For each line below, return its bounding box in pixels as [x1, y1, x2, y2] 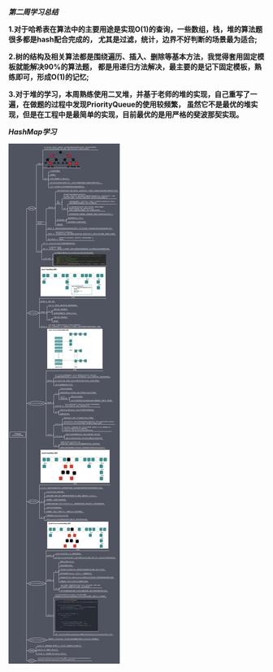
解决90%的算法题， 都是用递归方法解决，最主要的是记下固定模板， [29, 62, 255, 72]
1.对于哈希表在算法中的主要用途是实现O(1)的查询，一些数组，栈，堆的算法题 [8, 24, 263, 34]
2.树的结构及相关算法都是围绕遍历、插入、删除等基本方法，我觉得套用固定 [8, 52, 258, 61]
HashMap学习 [8, 127, 57, 137]
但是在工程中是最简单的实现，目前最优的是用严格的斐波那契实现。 [22, 110, 244, 119]
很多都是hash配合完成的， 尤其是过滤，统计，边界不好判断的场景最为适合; [8, 35, 258, 44]
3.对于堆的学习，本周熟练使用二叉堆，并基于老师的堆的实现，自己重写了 [8, 89, 250, 99]
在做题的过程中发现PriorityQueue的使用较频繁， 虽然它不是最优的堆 [22, 100, 251, 109]
